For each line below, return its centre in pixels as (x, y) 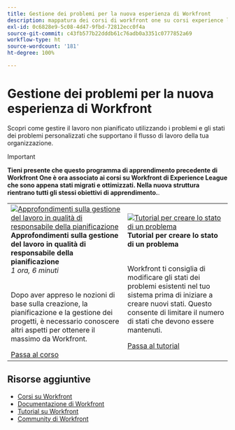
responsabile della (42, 253)
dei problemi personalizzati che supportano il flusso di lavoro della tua (108, 135)
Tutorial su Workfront (48, 411)
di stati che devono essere (171, 321)
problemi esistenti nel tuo (169, 286)
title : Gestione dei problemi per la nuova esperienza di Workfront (109, 14)
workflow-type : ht (34, 40)
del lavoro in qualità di (48, 244)
